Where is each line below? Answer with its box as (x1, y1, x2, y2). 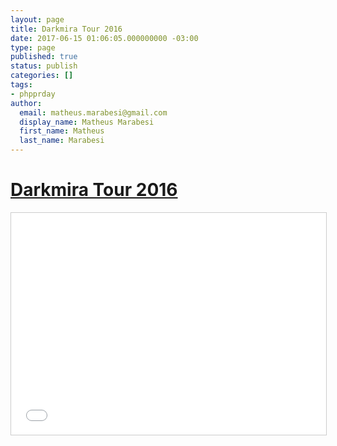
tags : (10, 80, 33, 90)
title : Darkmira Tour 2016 (10, 24, 123, 34)
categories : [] (10, 71, 74, 81)
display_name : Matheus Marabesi (19, 117, 155, 127)
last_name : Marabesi (19, 136, 105, 146)
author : (10, 98, 43, 108)
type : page (10, 42, 56, 53)
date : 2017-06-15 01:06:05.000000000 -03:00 (10, 33, 199, 43)
